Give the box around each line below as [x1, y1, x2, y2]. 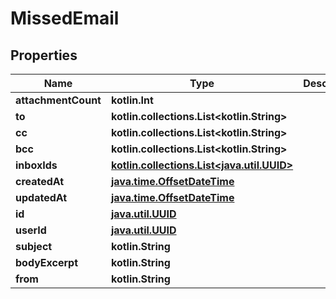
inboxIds [15, 158, 58, 172]
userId [15, 223, 47, 237]
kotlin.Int [110, 93, 154, 107]
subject [15, 240, 53, 253]
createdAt [15, 175, 65, 188]
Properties [10, 47, 78, 64]
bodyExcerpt [15, 256, 79, 269]
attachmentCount [15, 93, 102, 107]
